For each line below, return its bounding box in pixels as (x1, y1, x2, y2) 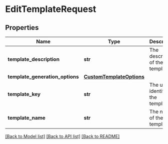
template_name (7, 115, 46, 121)
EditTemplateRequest (5, 3, 96, 15)
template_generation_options (7, 73, 79, 80)
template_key (7, 91, 41, 98)
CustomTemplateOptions (83, 73, 145, 80)
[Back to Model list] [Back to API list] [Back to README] (5, 134, 120, 139)
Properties (5, 23, 39, 32)
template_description (7, 56, 60, 63)
